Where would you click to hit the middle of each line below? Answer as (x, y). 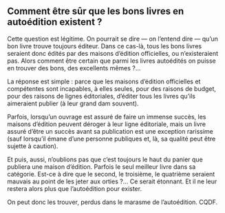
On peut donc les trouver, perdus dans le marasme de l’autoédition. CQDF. (112, 202)
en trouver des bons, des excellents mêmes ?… (74, 68)
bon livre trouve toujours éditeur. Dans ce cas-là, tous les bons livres (104, 46)
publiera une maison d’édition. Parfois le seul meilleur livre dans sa (101, 166)
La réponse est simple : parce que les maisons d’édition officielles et (104, 81)
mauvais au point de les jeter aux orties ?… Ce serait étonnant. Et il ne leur (112, 181)
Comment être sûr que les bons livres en (96, 11)
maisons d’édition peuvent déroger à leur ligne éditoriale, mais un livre (107, 124)
